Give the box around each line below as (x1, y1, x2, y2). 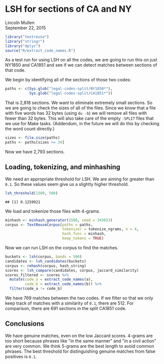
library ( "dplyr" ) (5, 43, 41, 49)
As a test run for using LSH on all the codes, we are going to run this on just (5, 57, 158, 63)
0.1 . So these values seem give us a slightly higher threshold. (5, 181, 129, 187)
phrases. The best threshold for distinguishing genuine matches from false (5, 348, 156, 354)
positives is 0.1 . (5, 353, 37, 359)
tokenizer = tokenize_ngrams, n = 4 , (62, 227, 139, 232)
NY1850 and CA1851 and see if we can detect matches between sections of (5, 62, 158, 68)
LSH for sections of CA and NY (5, 3, 132, 15)
